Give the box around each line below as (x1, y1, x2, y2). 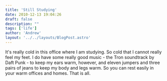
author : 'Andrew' (5, 30, 42, 35)
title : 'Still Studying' (5, 7, 57, 12)
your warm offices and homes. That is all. (5, 70, 91, 76)
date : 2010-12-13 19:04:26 (5, 12, 62, 17)
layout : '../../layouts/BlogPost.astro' (5, 35, 91, 40)
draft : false (5, 16, 33, 21)
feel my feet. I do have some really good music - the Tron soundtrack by (5, 54, 154, 60)
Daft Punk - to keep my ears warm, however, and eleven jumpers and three (5, 59, 160, 65)
